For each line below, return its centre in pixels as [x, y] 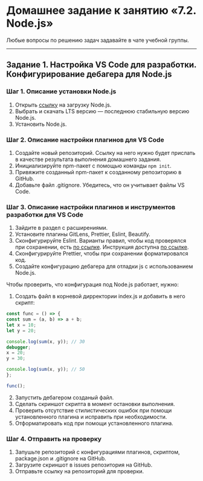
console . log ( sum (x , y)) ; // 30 [46, 342]
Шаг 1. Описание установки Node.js [61, 91]
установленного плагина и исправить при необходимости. [91, 417]
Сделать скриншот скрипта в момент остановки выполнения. [95, 404]
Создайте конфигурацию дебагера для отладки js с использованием [104, 266]
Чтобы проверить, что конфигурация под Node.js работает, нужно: [93, 284]
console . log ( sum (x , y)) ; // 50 [46, 370]
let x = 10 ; [21, 325]
